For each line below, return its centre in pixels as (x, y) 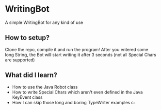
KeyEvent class (27, 97)
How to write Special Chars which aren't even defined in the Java (77, 92)
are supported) (20, 60)
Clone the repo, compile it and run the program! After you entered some (77, 49)
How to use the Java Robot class (45, 87)
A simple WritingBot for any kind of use (44, 22)
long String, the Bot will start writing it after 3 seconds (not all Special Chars (81, 55)
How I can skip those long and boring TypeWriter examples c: (73, 102)
